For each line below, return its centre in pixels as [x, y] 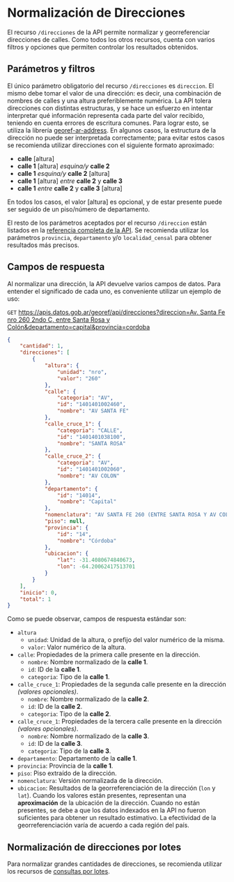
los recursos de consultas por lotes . [58, 872]
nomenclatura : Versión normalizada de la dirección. [90, 781]
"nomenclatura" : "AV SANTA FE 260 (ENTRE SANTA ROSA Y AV [130, 515]
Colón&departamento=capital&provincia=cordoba [79, 327]
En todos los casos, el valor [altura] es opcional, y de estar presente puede [115, 202]
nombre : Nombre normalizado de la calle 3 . [88, 736]
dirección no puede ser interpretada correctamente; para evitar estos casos [116, 137]
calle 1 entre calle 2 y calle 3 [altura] [70, 188]
